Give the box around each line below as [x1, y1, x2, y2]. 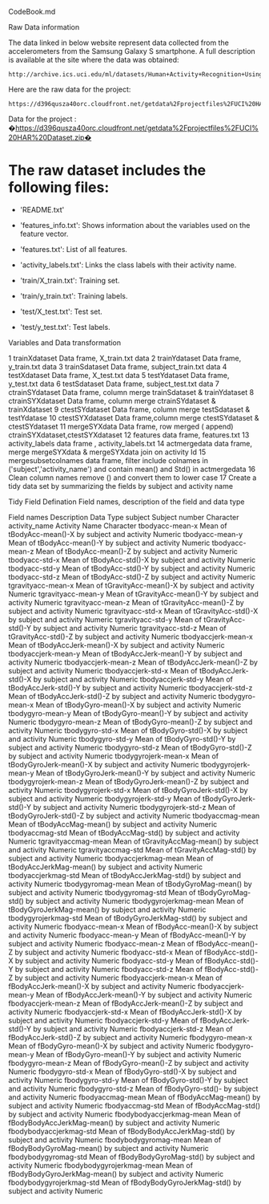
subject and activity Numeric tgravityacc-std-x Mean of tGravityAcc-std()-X [8, 606, 259, 616]
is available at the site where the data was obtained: [8, 55, 179, 64]
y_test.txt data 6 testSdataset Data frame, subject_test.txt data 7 [8, 379, 220, 388]
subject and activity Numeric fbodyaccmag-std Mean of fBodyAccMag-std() [8, 1100, 261, 1110]
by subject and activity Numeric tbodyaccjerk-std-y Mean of [33, 674, 234, 684]
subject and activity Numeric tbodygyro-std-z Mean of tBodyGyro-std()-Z [8, 742, 252, 752]
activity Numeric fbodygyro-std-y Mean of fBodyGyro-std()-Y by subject [8, 1075, 248, 1084]
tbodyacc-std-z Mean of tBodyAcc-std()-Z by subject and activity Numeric [8, 571, 256, 581]
